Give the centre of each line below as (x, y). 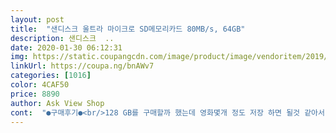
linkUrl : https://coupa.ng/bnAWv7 (82, 66)
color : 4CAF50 (40, 85)
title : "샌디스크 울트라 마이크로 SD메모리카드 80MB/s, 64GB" (128, 29)
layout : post (37, 19)
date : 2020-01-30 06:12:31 (66, 47)
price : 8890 (35, 94)
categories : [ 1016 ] (51, 76)
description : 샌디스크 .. (62, 38)
